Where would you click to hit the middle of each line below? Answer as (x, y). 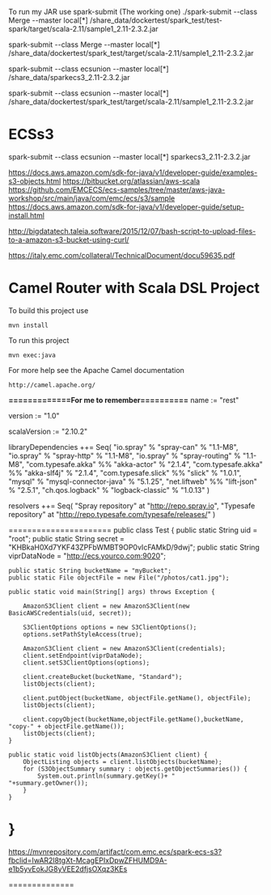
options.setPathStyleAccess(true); (83, 634)
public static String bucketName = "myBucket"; (90, 571)
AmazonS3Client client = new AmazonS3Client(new (106, 606)
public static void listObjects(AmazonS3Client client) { (108, 755)
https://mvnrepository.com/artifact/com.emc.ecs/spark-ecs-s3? (115, 851)
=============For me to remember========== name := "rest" (124, 400)
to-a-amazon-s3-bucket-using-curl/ (69, 240)
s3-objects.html (35, 180)
